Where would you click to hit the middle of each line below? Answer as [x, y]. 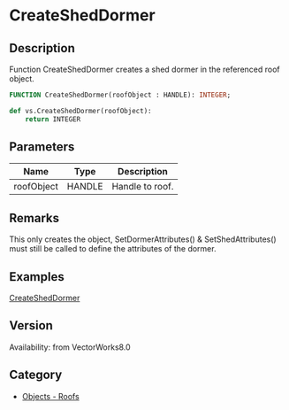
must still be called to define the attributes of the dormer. [113, 249]
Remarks [34, 218]
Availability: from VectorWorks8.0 [70, 347]
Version [31, 325]
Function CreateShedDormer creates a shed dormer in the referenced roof [144, 69]
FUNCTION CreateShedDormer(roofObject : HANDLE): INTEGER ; [120, 95]
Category [36, 375]
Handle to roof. [143, 187]
